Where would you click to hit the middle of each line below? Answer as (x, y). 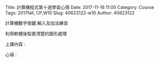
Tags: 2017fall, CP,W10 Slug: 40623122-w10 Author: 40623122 (70, 13)
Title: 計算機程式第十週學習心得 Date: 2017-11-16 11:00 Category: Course (80, 7)
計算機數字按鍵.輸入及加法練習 (37, 23)
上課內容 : (15, 44)
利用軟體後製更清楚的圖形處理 (36, 33)
